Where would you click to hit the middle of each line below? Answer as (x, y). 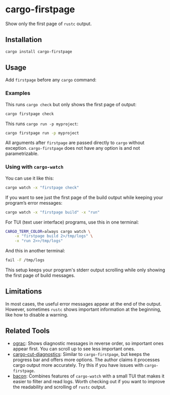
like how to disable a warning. (37, 314)
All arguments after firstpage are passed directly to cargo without (75, 143)
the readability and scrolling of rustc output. (60, 387)
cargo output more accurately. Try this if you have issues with (78, 365)
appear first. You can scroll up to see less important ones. (74, 349)
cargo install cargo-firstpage (39, 52)
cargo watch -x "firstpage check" (42, 187)
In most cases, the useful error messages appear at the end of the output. (83, 304)
